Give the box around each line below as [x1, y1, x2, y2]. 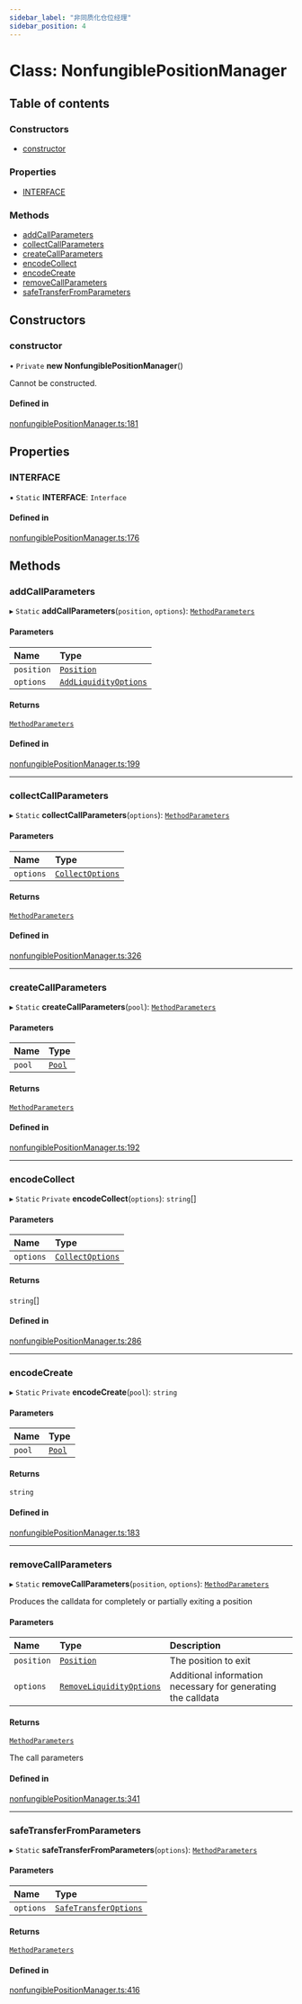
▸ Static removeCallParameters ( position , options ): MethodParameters [9, 1578, 270, 1589]
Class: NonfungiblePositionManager [9, 60, 288, 81]
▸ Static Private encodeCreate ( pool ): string [9, 1387, 178, 1397]
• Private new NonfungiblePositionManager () [9, 360, 184, 371]
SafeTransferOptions [55, 1903, 143, 1913]
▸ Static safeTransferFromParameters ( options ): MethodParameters [9, 1844, 258, 1855]
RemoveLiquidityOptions [59, 1682, 162, 1692]
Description [169, 1640, 221, 1652]
